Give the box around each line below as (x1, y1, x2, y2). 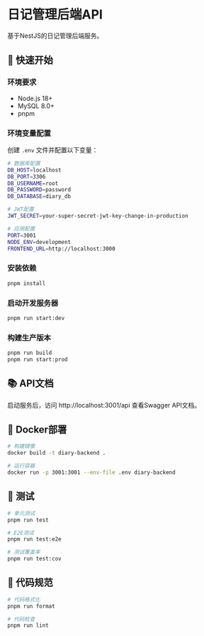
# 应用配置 (7, 225, 35, 232)
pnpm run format (7, 603, 55, 610)
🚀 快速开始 (7, 54, 53, 66)
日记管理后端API (7, 6, 103, 23)
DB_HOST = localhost (7, 166, 62, 174)
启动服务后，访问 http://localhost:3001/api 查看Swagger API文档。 (7, 401, 200, 409)
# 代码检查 (7, 615, 35, 622)
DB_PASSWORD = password (7, 186, 72, 194)
